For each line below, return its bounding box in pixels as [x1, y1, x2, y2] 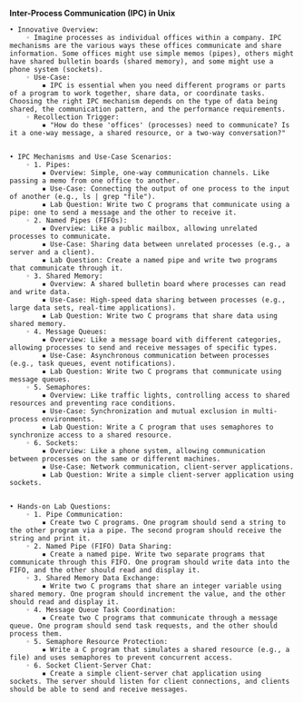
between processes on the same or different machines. [9, 454, 221, 463]
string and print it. [9, 534, 92, 543]
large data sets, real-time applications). [9, 303, 177, 312]
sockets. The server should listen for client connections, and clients [9, 677, 290, 686]
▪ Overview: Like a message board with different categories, [42, 335, 282, 344]
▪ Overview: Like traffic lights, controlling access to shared [42, 391, 290, 400]
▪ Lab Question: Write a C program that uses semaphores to [42, 422, 274, 431]
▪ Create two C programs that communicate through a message [42, 613, 279, 622]
